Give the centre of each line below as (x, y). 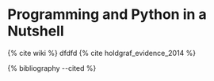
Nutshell (36, 31)
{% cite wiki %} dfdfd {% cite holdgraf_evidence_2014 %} (102, 53)
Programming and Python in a (107, 15)
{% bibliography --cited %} (52, 68)
